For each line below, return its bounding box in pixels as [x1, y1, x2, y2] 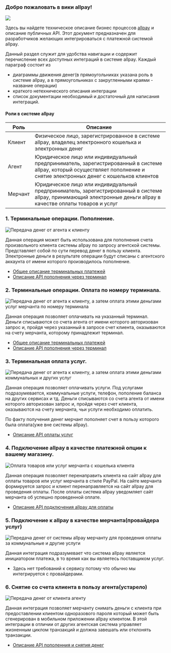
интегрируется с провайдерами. [12, 571, 84, 577]
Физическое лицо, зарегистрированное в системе [35, 132, 160, 139]
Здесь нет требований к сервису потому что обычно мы [12, 565, 136, 571]
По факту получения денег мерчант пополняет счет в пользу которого [5, 416, 159, 423]
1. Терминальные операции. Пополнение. [5, 215, 115, 222]
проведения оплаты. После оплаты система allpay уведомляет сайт [5, 488, 154, 495]
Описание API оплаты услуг [12, 432, 73, 438]
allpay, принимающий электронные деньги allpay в [35, 193, 161, 200]
